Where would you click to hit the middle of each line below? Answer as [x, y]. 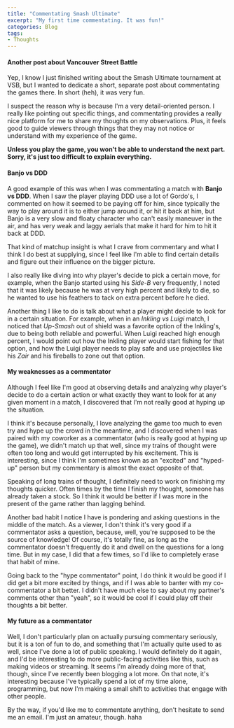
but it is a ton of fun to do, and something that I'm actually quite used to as [115, 644]
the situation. [26, 409]
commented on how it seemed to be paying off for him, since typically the [114, 203]
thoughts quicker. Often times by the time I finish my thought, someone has [116, 489]
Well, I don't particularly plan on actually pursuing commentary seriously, [113, 636]
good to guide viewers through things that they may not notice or [101, 128]
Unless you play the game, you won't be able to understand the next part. [116, 149]
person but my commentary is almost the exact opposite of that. [112, 468]
